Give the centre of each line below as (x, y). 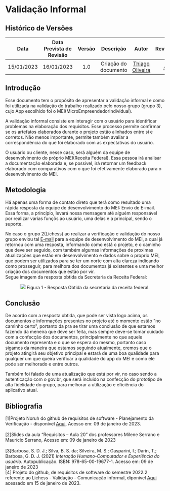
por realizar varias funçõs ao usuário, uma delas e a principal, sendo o (78, 218)
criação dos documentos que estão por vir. (50, 271)
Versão (87, 49)
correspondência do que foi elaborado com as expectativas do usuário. (80, 142)
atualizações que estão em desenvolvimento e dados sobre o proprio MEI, (83, 255)
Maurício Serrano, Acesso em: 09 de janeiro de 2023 (60, 440)
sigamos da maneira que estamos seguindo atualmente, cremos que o (78, 348)
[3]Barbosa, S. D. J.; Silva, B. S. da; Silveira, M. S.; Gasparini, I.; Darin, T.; (81, 451)
